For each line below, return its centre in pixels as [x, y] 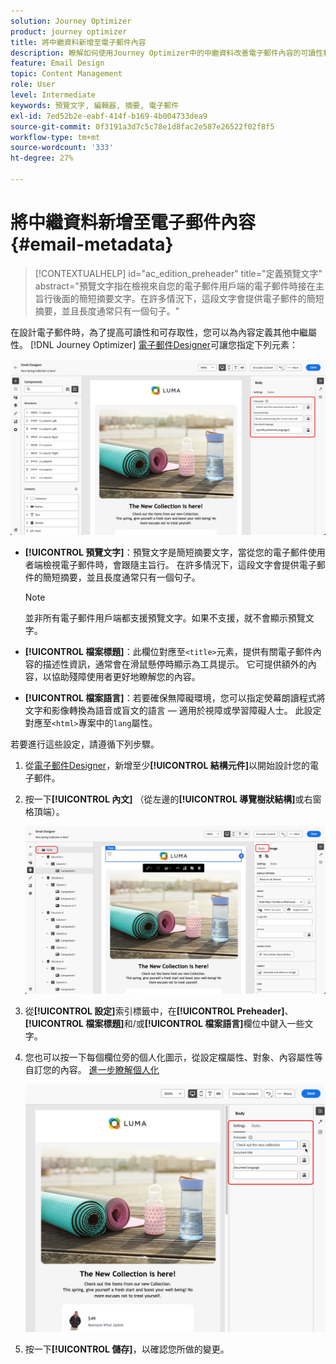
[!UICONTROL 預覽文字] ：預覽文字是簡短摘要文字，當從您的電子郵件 [166, 552]
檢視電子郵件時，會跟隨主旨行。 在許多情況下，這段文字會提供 [171, 564]
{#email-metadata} [92, 244]
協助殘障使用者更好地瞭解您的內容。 [126, 676]
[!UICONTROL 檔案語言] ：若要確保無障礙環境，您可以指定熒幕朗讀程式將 [175, 697]
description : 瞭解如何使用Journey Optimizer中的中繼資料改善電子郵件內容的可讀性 [167, 53]
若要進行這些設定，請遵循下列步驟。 [85, 744]
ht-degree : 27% [42, 158]
